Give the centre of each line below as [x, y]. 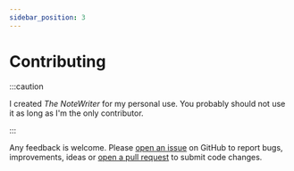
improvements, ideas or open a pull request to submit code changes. [136, 157]
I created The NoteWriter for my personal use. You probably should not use [147, 103]
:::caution [27, 86]
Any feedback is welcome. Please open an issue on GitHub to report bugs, [146, 147]
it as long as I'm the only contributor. [77, 113]
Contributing [58, 61]
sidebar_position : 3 [48, 17]
